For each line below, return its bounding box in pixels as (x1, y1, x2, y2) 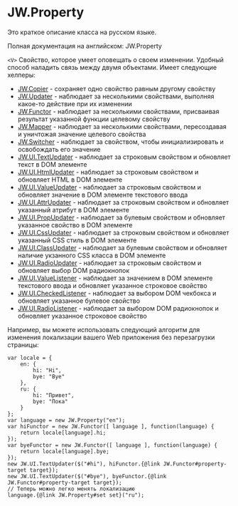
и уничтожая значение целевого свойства (17, 130, 146, 138)
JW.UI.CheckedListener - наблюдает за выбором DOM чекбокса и (17, 289, 217, 297)
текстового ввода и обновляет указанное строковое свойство (17, 281, 207, 289)
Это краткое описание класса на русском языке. (7, 28, 157, 36)
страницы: (7, 340, 39, 349)
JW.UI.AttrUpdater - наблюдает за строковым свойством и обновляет (17, 197, 229, 207)
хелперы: (7, 71, 36, 79)
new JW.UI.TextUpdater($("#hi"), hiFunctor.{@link (7, 460, 161, 468)
